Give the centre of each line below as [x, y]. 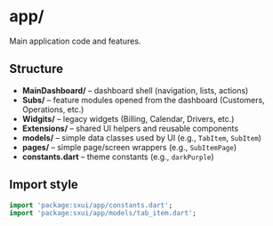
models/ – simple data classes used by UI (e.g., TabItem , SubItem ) [142, 137]
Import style [44, 185]
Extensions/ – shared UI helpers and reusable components [130, 128]
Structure [36, 69]
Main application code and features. [75, 41]
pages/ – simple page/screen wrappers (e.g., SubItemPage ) [129, 147]
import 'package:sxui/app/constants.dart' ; [91, 205]
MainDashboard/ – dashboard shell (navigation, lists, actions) [135, 90]
